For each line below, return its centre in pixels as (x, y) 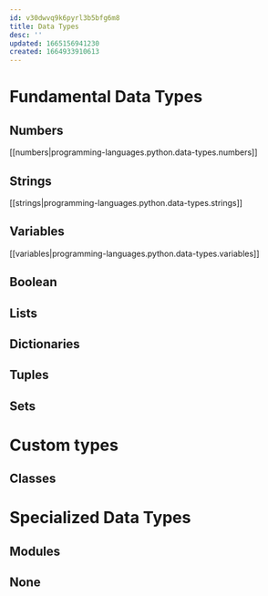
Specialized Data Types (100, 518)
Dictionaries (45, 344)
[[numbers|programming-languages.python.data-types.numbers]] (134, 152)
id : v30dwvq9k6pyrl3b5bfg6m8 (65, 18)
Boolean (33, 282)
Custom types (64, 445)
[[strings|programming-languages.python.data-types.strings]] (126, 202)
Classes (33, 479)
